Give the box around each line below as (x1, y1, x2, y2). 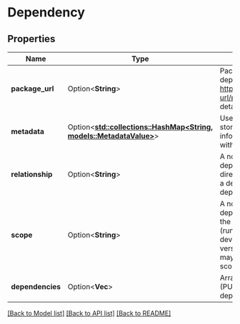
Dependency (7, 4, 86, 21)
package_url (11, 83, 54, 93)
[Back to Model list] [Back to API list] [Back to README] (7, 309, 171, 318)
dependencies (11, 282, 61, 291)
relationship (11, 169, 53, 179)
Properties (7, 33, 56, 45)
